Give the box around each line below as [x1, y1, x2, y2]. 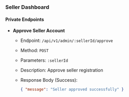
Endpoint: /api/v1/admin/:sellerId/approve [20, 37, 113, 44]
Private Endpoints [5, 16, 45, 22]
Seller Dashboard [5, 4, 50, 11]
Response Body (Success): [20, 77, 78, 83]
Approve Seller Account [12, 28, 65, 34]
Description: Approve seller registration [20, 67, 103, 74]
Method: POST [20, 47, 49, 54]
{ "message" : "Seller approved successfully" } [20, 87, 124, 92]
